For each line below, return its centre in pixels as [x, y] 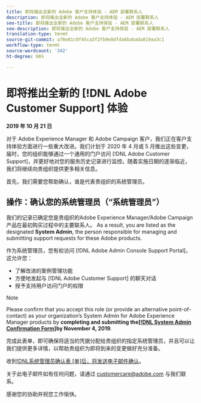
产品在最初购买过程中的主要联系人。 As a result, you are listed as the [91, 225]
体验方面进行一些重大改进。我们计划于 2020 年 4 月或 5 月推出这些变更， [101, 146]
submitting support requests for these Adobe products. [74, 238]
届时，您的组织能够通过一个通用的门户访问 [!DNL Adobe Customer [88, 154]
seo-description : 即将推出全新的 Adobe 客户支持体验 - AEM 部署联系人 [88, 28]
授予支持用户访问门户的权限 [49, 286]
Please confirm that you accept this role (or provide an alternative [87, 309]
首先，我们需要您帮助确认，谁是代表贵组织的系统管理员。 [77, 181]
